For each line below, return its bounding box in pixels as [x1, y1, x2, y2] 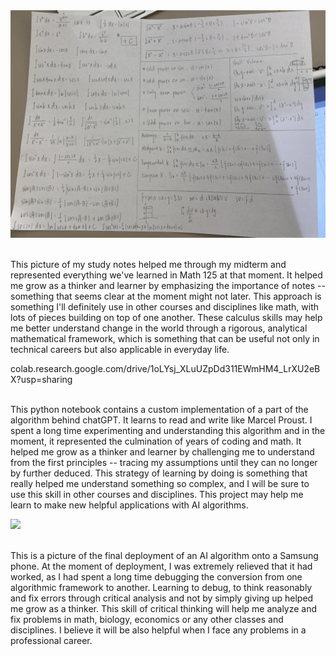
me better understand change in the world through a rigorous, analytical [10, 322, 308, 334]
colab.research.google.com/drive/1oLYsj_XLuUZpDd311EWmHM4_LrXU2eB [10, 363, 321, 375]
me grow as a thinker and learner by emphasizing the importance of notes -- [10, 280, 326, 292]
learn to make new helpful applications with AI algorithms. [10, 499, 249, 511]
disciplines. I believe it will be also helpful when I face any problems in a [10, 624, 307, 636]
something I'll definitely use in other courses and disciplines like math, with [10, 301, 319, 313]
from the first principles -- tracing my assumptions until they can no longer [10, 457, 318, 469]
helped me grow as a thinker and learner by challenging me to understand [10, 446, 315, 458]
